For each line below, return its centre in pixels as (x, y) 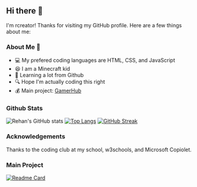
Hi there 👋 (25, 11)
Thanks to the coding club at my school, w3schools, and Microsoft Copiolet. (99, 150)
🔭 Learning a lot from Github (49, 75)
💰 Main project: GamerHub (48, 91)
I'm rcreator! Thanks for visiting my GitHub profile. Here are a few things (94, 25)
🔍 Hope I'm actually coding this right (60, 82)
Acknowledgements (36, 137)
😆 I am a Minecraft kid (42, 69)
